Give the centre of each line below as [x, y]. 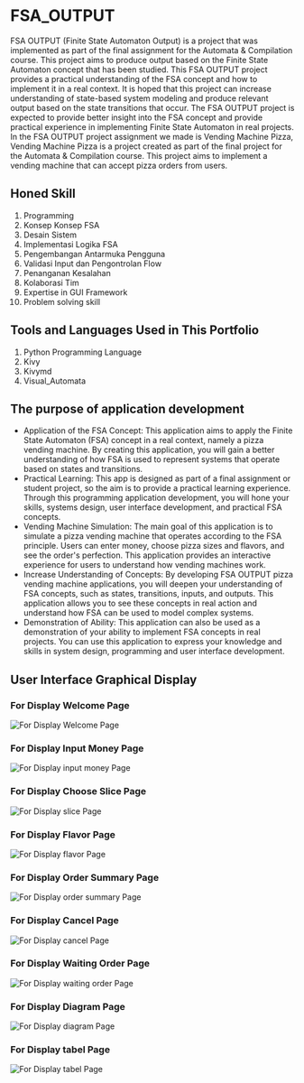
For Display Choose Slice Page [78, 791]
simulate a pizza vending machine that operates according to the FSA [152, 536]
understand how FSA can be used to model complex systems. [138, 613]
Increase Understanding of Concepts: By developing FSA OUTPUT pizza [158, 575]
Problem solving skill [62, 301]
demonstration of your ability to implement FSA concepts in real [142, 632]
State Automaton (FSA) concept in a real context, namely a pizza [143, 440]
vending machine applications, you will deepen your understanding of [153, 584]
